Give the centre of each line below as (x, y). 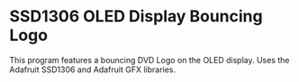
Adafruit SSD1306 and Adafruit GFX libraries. (93, 70)
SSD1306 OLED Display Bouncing (136, 16)
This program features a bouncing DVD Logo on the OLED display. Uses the (149, 60)
